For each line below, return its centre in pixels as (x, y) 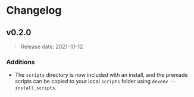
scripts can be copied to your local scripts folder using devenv (91, 82)
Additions (21, 62)
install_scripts (35, 88)
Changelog (34, 10)
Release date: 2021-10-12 (52, 46)
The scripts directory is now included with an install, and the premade (101, 75)
